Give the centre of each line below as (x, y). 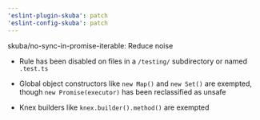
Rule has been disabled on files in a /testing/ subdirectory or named (133, 61)
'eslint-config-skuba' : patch (58, 23)
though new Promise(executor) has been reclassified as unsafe (122, 91)
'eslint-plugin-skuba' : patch (58, 15)
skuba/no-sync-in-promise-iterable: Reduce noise (90, 45)
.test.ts (34, 68)
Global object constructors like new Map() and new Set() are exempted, (136, 83)
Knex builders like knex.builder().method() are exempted (114, 107)
